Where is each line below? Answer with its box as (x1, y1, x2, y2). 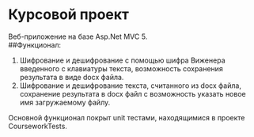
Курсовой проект (8, 6, 129, 24)
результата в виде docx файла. (19, 72, 124, 82)
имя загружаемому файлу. (19, 97, 111, 107)
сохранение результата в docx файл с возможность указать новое (19, 89, 247, 98)
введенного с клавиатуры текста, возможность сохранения (19, 63, 223, 73)
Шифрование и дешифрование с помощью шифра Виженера (19, 55, 226, 65)
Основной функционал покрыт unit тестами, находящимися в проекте (8, 112, 245, 122)
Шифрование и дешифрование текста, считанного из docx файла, (19, 81, 241, 90)
